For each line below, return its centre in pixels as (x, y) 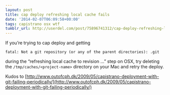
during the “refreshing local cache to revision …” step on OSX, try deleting (82, 61)
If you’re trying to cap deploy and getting (48, 43)
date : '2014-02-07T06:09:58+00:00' (43, 19)
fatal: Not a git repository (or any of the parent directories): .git (82, 52)
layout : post (19, 10)
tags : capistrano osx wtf (32, 24)
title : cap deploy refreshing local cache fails (57, 15)
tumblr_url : (18, 29)
